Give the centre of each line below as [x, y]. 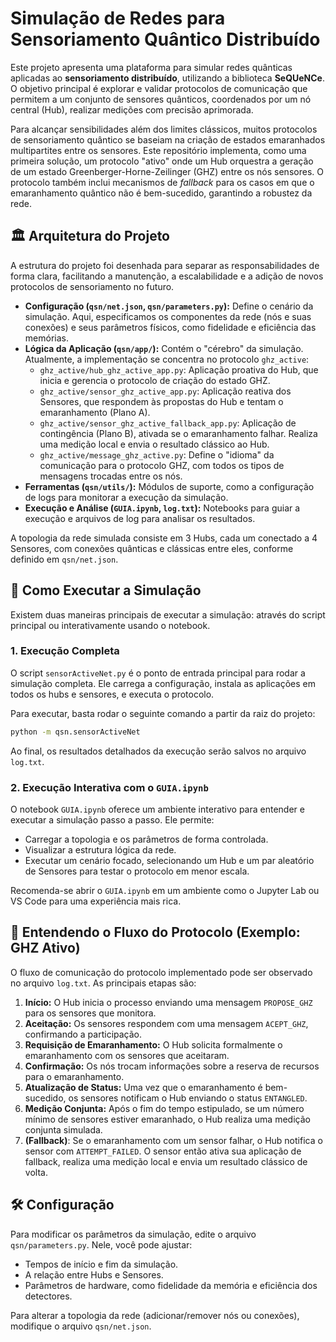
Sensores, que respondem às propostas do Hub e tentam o [161, 401]
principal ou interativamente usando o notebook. [110, 625]
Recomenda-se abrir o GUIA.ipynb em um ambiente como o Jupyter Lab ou [165, 891]
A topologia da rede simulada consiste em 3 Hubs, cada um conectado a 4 [164, 538]
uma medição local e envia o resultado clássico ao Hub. [154, 444]
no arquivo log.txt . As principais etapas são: [103, 983]
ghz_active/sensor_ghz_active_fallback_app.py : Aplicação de [168, 423]
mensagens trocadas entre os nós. [111, 476]
